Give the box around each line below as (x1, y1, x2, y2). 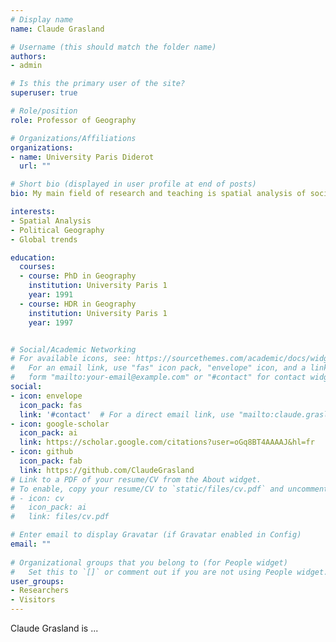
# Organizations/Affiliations (10, 133, 137, 143)
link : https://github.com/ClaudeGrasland (19, 465, 195, 475)
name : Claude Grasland (10, 24, 105, 34)
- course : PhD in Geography (19, 271, 137, 281)
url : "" (19, 161, 52, 171)
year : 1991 (28, 290, 74, 300)
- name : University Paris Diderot (10, 152, 155, 162)
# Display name (10, 14, 74, 25)
